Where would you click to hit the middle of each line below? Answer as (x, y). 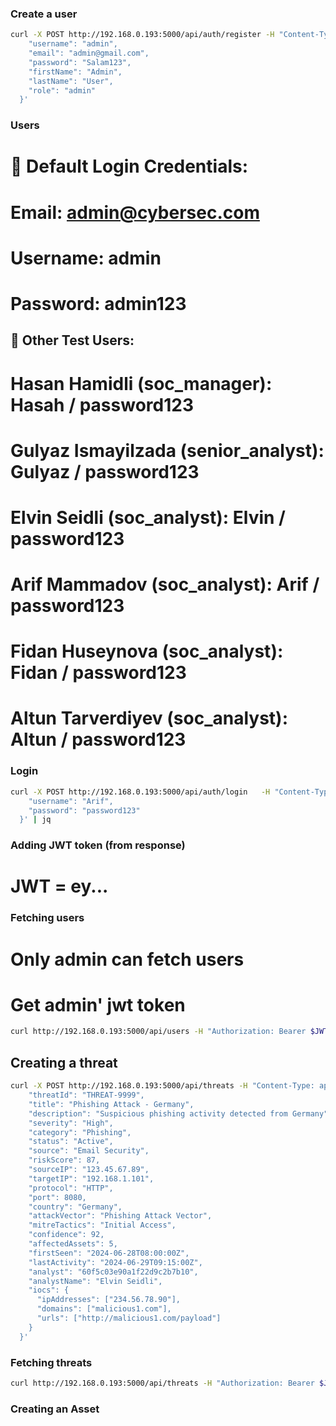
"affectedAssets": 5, (73, 1244)
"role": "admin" (62, 90)
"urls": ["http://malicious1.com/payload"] (129, 1318)
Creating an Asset (55, 1409)
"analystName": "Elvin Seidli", (95, 1281)
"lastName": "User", (71, 81)
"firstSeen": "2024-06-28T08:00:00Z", (109, 1253)
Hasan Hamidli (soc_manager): (141, 383)
